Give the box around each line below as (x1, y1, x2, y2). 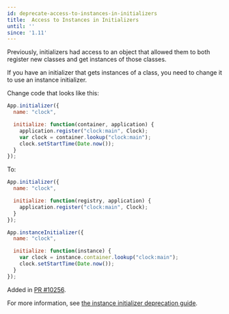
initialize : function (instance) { (13, 247, 111, 254)
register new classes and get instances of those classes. (7, 56, 167, 64)
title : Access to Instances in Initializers (7, 16, 139, 23)
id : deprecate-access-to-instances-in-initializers (7, 10, 157, 17)
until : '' (7, 23, 36, 29)
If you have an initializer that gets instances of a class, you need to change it (7, 69, 222, 77)
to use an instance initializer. (7, 76, 87, 84)
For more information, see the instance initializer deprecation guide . (7, 299, 198, 307)
